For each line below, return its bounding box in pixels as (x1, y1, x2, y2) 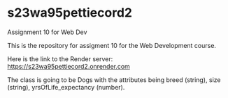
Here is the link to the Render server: (7, 54, 113, 63)
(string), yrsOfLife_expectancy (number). (7, 83, 125, 91)
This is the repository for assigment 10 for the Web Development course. (7, 41, 217, 49)
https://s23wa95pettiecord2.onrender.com (7, 62, 131, 70)
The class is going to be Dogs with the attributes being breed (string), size (7, 75, 221, 84)
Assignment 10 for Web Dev (7, 28, 87, 36)
